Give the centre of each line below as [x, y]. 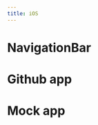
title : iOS [23, 13]
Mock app [36, 111]
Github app [40, 79]
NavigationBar [49, 47]
